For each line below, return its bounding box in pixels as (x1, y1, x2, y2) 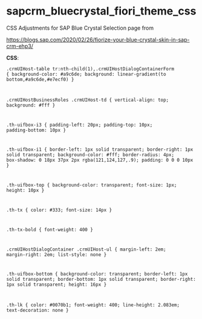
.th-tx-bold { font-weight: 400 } (6, 226, 94, 232)
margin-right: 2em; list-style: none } (6, 251, 107, 258)
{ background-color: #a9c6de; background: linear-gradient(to (6, 71, 166, 77)
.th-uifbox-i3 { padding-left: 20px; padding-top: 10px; (6, 122, 153, 128)
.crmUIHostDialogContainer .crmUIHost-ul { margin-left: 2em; (6, 246, 166, 252)
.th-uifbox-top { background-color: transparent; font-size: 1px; (6, 182, 177, 188)
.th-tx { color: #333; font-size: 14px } (6, 207, 112, 213)
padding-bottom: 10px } (6, 127, 67, 133)
